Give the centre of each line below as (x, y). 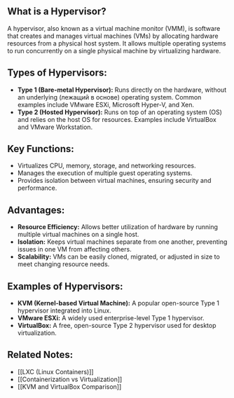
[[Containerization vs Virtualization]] (70, 379)
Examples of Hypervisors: (66, 286)
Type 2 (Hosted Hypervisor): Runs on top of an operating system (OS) (120, 112)
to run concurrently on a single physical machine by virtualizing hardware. (114, 50)
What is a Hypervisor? (57, 12)
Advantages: (36, 210)
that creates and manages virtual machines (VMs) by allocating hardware (113, 36)
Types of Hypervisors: (57, 73)
